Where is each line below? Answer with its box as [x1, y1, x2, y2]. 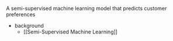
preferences [6, 11, 36, 18]
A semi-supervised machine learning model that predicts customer [6, 5, 167, 12]
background [14, 23, 44, 29]
